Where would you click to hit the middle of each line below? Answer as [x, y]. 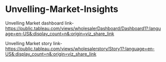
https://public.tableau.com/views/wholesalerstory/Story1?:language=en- [80, 48]
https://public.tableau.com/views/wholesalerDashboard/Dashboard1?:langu [83, 28]
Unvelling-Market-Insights [62, 9]
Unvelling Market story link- [34, 43]
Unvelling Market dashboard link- [40, 23]
